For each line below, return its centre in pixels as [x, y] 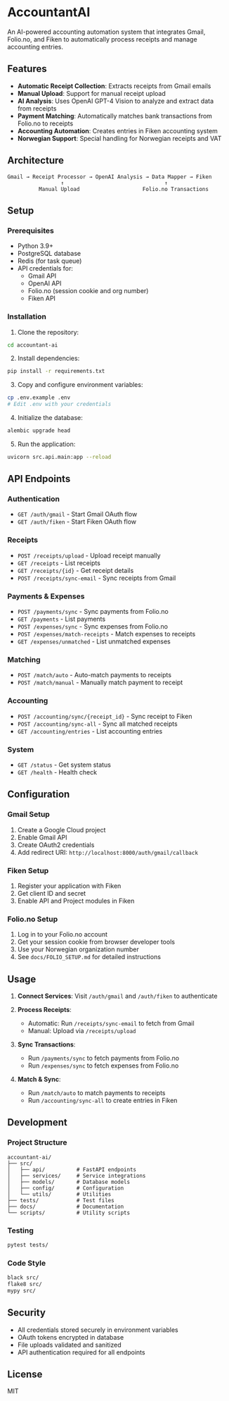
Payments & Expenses [46, 596]
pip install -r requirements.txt [56, 371]
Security [26, 1313]
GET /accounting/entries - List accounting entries [90, 731]
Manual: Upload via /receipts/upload [82, 1031]
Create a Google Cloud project [61, 829]
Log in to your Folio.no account [62, 934]
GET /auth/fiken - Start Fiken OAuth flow [77, 521]
